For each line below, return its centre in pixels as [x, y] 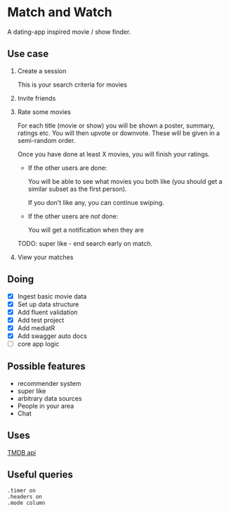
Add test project [41, 320]
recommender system [49, 383]
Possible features [46, 367]
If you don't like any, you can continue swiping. [96, 202]
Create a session [42, 70]
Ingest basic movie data [52, 296]
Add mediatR [36, 327]
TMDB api [22, 452]
